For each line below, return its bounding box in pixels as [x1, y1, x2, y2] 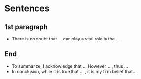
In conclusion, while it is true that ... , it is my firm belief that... [11, 68, 137, 74]
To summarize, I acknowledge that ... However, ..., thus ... [11, 63, 129, 69]
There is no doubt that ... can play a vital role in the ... [11, 36, 120, 41]
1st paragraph [4, 23, 48, 31]
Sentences [4, 3, 50, 14]
